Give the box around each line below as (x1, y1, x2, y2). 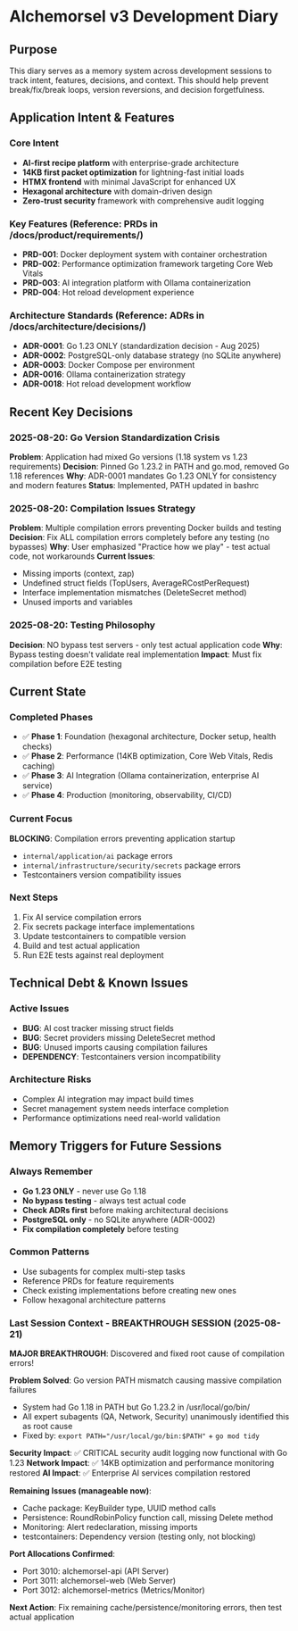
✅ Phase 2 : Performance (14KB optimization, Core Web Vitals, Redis (21, 751, 274, 761)
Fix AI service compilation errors (21, 911, 142, 922)
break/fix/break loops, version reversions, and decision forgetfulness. (9, 85, 265, 95)
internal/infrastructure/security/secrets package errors (21, 860, 241, 870)
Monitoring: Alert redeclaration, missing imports (21, 1522, 198, 1533)
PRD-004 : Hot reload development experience (21, 287, 195, 297)
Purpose (9, 42, 58, 57)
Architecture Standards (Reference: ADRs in (9, 309, 205, 321)
